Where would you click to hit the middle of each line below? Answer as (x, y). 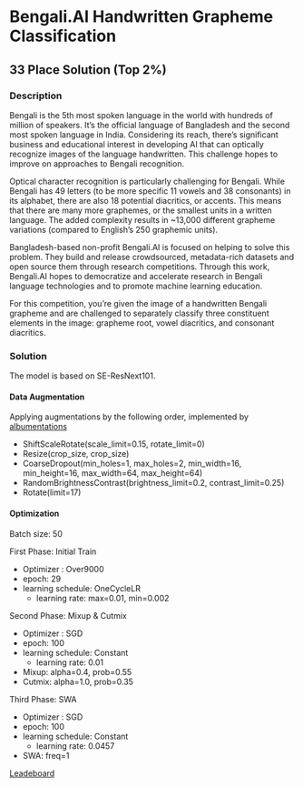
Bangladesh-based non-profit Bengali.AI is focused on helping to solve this (150, 247)
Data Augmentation (47, 397)
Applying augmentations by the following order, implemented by (129, 417)
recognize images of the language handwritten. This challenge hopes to (144, 154)
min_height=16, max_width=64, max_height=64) (112, 473)
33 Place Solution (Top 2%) (88, 70)
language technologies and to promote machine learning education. (136, 286)
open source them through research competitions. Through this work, (140, 267)
